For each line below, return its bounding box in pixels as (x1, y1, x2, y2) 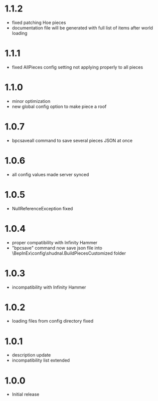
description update (11, 352, 51, 358)
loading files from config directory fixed (11, 318, 94, 324)
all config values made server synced (11, 171, 89, 177)
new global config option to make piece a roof (11, 103, 107, 109)
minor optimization (11, 98, 51, 104)
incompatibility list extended (11, 358, 70, 364)
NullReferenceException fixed (11, 205, 73, 211)
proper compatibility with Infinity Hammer (11, 239, 98, 245)
